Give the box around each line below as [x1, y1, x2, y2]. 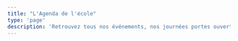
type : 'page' [7, 17, 46, 24]
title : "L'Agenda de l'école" [7, 10, 97, 17]
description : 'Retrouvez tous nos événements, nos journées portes [7, 23, 211, 30]
